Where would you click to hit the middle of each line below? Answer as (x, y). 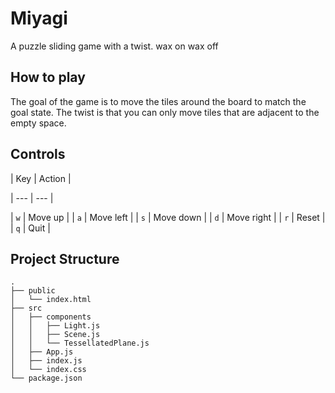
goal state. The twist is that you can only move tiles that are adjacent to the (165, 112)
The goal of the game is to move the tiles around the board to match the (158, 101)
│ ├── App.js (42, 352)
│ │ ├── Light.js (55, 326)
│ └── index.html (51, 300)
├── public (33, 291)
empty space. (38, 123)
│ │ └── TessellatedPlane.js (80, 343)
